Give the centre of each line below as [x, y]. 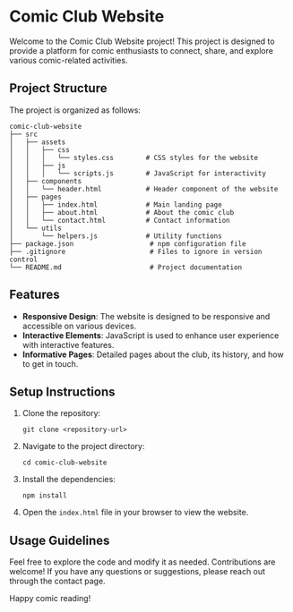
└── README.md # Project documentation [126, 267]
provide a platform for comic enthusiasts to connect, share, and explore [141, 50]
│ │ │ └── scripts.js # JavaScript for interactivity [138, 173]
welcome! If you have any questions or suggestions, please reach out [138, 572]
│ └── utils [36, 228]
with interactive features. [68, 344]
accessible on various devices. [79, 326]
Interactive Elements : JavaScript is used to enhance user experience [151, 335]
